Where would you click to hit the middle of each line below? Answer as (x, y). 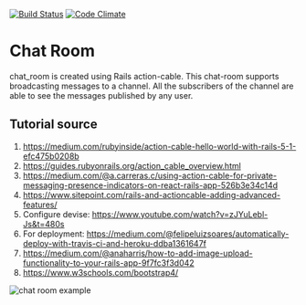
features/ (40, 205)
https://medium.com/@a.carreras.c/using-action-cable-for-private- (149, 175)
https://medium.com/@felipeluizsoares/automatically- (188, 234)
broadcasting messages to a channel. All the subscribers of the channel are (152, 86)
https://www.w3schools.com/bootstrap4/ (100, 272)
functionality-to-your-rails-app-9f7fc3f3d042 (108, 263)
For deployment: (53, 234)
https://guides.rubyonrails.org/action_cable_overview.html (132, 165)
